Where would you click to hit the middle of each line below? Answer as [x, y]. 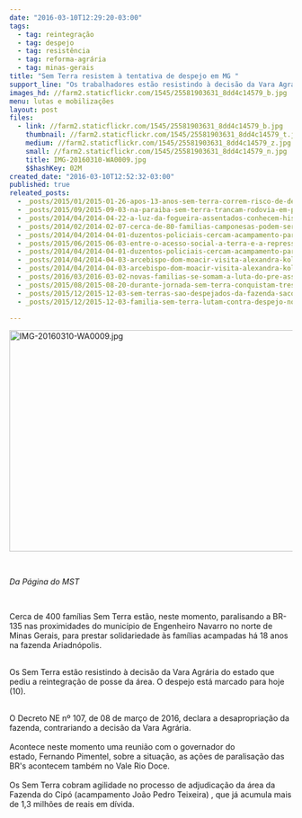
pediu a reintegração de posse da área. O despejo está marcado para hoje [147, 682]
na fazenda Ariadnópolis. [55, 645]
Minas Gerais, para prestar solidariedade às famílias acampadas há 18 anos [149, 636]
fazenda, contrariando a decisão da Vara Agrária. [100, 728]
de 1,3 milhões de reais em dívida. [72, 805]
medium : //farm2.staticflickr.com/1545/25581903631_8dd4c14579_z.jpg [159, 143]
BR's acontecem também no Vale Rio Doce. [90, 766]
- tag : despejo [46, 43]
